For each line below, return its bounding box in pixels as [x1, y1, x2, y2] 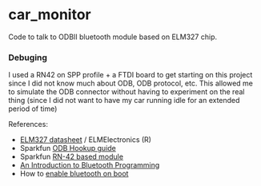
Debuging [8, 52, 48, 63]
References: [8, 120, 48, 129]
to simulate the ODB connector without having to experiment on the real [8, 87, 245, 97]
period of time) [8, 104, 58, 113]
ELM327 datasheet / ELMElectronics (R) [19, 135, 152, 144]
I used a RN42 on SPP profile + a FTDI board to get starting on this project [8, 70, 253, 80]
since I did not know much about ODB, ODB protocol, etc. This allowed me [8, 78, 254, 89]
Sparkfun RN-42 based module [19, 152, 124, 161]
